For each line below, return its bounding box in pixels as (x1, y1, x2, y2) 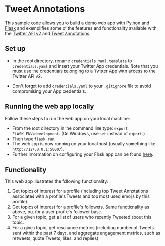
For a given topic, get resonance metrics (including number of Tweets (12, 225, 154, 231)
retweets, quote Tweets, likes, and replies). (12, 235, 99, 241)
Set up (5, 44, 26, 53)
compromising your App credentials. (12, 88, 86, 94)
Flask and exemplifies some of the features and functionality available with (5, 25, 157, 31)
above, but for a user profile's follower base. (12, 209, 102, 215)
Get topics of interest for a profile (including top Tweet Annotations (12, 188, 149, 194)
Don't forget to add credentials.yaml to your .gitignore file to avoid (12, 83, 151, 89)
